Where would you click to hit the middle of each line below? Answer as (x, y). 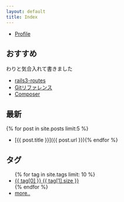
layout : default (26, 11)
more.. (22, 193)
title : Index (22, 17)
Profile (23, 33)
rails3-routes (30, 80)
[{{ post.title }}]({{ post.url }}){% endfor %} (66, 140)
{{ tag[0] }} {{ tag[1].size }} (46, 180)
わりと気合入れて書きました (39, 69)
